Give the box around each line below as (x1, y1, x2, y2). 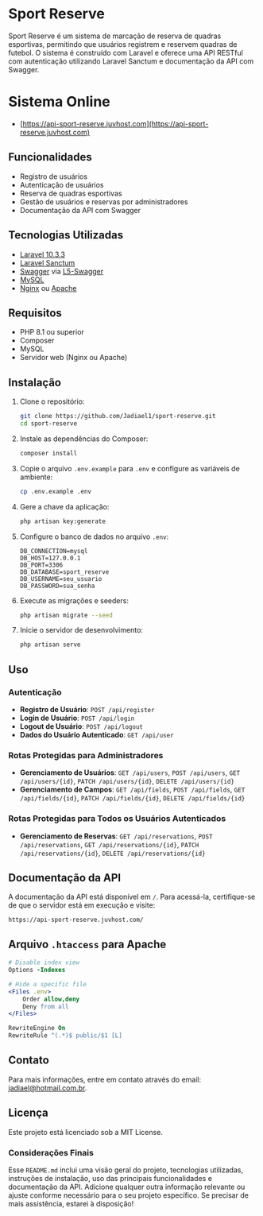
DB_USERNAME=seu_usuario (19, 575, 102, 583)
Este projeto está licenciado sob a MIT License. (8, 1127, 163, 1137)
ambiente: (19, 472, 53, 482)
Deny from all (22, 1002, 69, 1010)
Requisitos (8, 306, 62, 319)
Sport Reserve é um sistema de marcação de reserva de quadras (8, 31, 222, 41)
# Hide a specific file (8, 980, 87, 988)
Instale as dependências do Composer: (19, 434, 149, 443)
